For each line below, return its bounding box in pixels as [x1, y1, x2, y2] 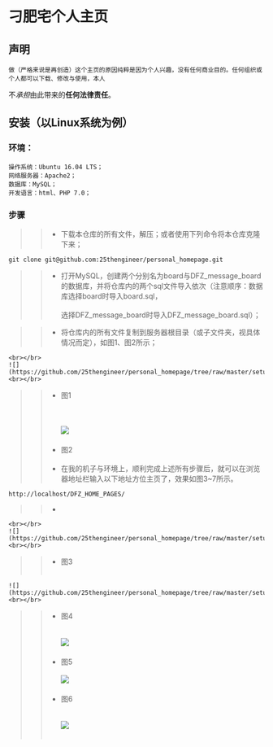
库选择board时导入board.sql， [60, 290, 162, 301]
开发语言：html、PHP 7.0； [8, 189, 91, 197]
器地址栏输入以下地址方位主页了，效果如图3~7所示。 [60, 474, 238, 483]
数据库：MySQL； [8, 180, 58, 188]
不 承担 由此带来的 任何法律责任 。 [8, 90, 115, 99]
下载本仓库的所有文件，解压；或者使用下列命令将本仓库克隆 [60, 229, 261, 238]
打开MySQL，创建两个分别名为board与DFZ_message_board [60, 270, 262, 281]
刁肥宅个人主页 [8, 7, 109, 26]
